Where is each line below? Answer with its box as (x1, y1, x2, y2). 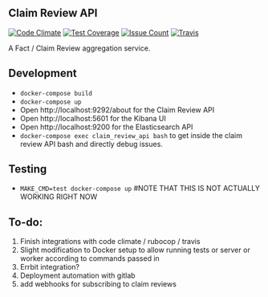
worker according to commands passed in (19, 254, 160, 263)
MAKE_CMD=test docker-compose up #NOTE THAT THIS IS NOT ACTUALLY (19, 184, 261, 193)
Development (8, 67, 78, 80)
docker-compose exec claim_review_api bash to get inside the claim (19, 130, 243, 140)
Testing (8, 162, 47, 176)
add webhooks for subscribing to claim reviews (19, 279, 177, 289)
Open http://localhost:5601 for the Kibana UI (19, 113, 167, 123)
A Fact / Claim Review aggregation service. (8, 43, 151, 53)
